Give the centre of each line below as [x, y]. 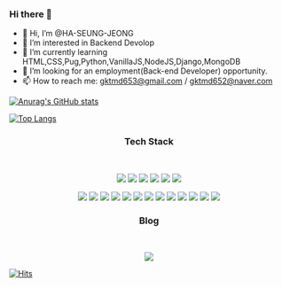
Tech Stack [149, 142]
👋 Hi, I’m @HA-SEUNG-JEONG [78, 34]
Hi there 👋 [31, 14]
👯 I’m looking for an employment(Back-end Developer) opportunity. [145, 71]
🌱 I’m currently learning [65, 52]
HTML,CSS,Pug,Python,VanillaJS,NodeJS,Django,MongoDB [131, 62]
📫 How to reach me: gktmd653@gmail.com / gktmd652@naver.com [147, 81]
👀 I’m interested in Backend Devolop [88, 43]
